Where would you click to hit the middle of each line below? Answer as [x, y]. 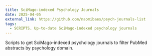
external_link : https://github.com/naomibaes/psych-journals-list [76, 19]
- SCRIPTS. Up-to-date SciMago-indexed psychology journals [73, 28]
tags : [11, 24]
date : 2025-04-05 [23, 14]
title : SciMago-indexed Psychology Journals [52, 10]
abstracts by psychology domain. [39, 48]
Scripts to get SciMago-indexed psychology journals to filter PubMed [76, 42]
